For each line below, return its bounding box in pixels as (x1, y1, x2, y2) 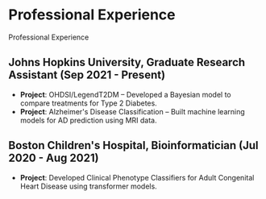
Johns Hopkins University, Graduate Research (8, 56, 246, 69)
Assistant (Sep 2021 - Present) (8, 68, 166, 82)
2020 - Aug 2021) (8, 151, 99, 165)
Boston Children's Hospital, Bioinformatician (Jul (8, 139, 260, 152)
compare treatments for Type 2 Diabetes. (19, 98, 157, 108)
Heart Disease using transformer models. (19, 181, 157, 191)
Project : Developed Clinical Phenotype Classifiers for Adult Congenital (19, 172, 255, 182)
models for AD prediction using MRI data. (19, 115, 157, 125)
